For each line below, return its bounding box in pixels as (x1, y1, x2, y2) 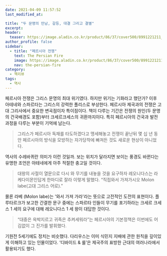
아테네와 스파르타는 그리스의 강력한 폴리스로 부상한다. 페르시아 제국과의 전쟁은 (5, 101, 157, 107)
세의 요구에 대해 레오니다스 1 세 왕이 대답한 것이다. (13, 206, 111, 212)
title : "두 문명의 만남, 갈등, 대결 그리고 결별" (5, 21, 94, 26)
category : (5, 67, 26, 72)
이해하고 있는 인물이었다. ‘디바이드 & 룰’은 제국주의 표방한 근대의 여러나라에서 (10, 239, 160, 245)
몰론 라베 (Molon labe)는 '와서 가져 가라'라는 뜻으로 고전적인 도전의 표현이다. (5, 193, 154, 199)
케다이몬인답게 (17, 176, 46, 182)
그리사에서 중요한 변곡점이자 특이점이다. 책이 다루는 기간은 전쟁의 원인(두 (10, 107, 152, 113)
